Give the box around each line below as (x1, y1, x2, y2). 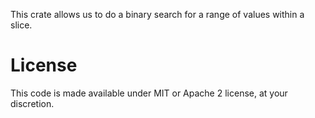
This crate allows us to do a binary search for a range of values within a (10, 9, 305, 20)
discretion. (10, 97, 55, 109)
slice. (10, 19, 33, 31)
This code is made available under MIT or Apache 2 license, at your (10, 87, 288, 99)
